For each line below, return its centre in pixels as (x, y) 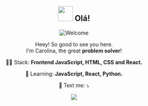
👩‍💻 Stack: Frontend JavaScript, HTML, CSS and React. (74, 62)
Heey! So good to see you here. (74, 44)
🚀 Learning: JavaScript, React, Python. (74, 74)
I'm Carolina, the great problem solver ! (74, 51)
